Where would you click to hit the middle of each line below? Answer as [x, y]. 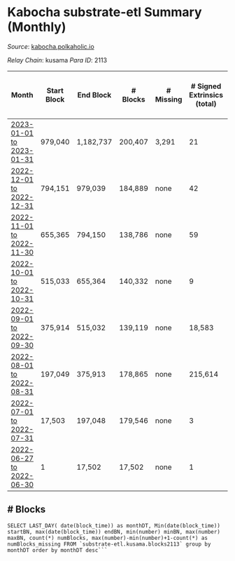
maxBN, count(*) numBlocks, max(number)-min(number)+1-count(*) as [108, 538]
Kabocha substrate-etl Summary [105, 12]
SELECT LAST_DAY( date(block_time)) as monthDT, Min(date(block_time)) [114, 526]
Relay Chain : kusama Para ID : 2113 [57, 60]
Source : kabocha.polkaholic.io [51, 46]
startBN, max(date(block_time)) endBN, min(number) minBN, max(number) [114, 532]
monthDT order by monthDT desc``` [58, 550]
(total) [206, 104]
